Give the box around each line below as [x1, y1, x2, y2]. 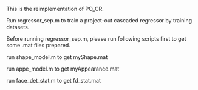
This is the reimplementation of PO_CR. [6, 5, 104, 12]
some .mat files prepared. [6, 42, 71, 49]
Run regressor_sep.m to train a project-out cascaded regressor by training [6, 17, 193, 24]
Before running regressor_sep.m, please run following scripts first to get [6, 35, 186, 42]
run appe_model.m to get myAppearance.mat [6, 65, 120, 72]
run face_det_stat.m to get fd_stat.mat [6, 77, 101, 84]
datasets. [6, 24, 30, 30]
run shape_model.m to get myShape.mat [6, 54, 108, 60]
